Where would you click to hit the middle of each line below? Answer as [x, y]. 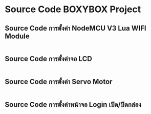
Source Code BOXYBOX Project [73, 9]
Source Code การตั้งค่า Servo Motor [59, 82]
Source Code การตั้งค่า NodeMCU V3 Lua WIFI [75, 28]
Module [17, 36]
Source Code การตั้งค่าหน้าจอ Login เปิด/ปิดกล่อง [73, 105]
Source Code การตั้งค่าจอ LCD [49, 59]
